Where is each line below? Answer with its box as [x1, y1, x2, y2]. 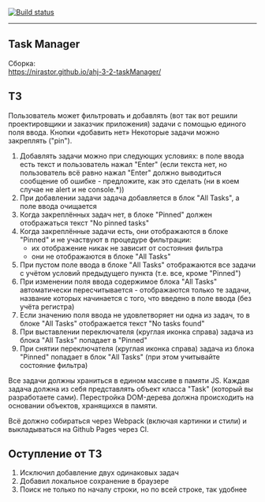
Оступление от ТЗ [8, 448, 103, 461]
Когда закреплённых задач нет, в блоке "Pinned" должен [19, 210, 213, 219]
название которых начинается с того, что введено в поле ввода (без [19, 293, 252, 303]
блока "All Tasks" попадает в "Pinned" [19, 335, 147, 344]
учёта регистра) [19, 302, 75, 311]
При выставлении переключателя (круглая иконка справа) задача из [19, 327, 254, 337]
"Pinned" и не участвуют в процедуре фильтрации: [19, 235, 192, 244]
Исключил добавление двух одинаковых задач [19, 468, 179, 478]
